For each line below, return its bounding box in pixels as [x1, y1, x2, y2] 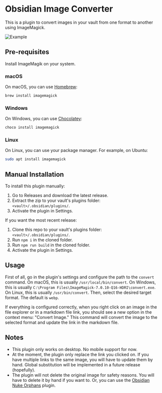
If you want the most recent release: [5, 217, 77, 223]
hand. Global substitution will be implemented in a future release [12, 362, 140, 367]
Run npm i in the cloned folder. [12, 237, 74, 243]
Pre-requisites [5, 48, 49, 56]
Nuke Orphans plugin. [12, 382, 56, 388]
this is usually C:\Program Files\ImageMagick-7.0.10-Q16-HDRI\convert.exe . [5, 284, 156, 290]
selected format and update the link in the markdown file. [5, 319, 119, 325]
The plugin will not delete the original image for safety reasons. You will [12, 372, 155, 378]
